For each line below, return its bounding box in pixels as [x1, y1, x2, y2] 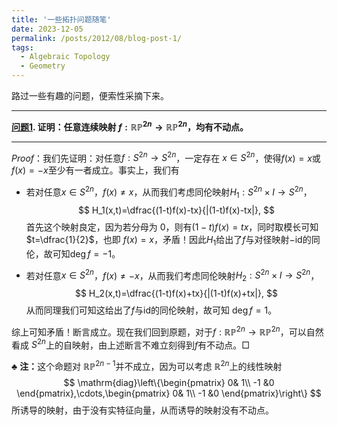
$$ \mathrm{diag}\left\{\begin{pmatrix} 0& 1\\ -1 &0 [63, 376, 275, 388]
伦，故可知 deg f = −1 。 [25, 247, 121, 260]
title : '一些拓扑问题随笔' [11, 14, 112, 25]
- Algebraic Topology [20, 52, 111, 62]
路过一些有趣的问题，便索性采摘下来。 [11, 90, 169, 101]
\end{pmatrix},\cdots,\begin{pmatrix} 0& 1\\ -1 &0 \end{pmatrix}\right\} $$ [16, 387, 322, 399]
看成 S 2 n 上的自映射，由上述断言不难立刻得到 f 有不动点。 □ [11, 337, 250, 351]
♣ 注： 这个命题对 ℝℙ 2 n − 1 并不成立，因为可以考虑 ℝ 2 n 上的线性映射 [11, 359, 283, 372]
